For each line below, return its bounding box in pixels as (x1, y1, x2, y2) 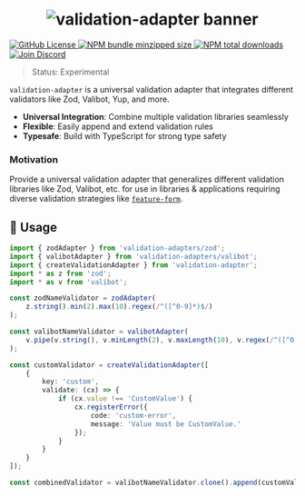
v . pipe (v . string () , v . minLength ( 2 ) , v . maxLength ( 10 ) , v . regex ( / (25, 335, 274, 344)
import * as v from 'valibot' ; (9, 277, 128, 286)
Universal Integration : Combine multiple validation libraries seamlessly (22, 111, 289, 122)
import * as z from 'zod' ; (9, 269, 112, 278)
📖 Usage (9, 219, 57, 235)
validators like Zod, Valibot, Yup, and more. (9, 94, 170, 104)
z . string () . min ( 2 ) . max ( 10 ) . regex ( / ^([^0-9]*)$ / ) (25, 303, 213, 312)
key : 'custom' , (42, 377, 100, 386)
